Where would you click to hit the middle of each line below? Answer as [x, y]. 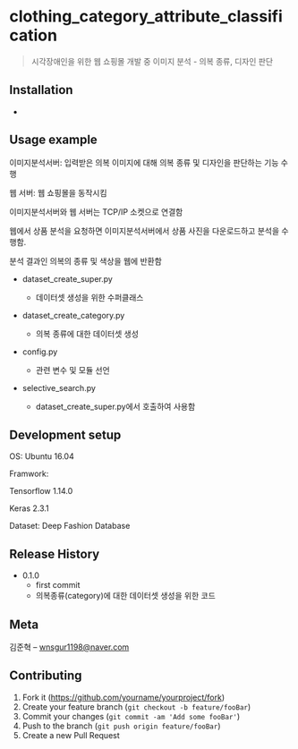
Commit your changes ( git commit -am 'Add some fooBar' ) [131, 716]
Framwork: [29, 474]
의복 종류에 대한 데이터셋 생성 [87, 334]
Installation [41, 90]
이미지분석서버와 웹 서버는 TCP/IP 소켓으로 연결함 [96, 211]
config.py [40, 352]
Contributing [46, 676]
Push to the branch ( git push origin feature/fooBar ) [121, 726]
